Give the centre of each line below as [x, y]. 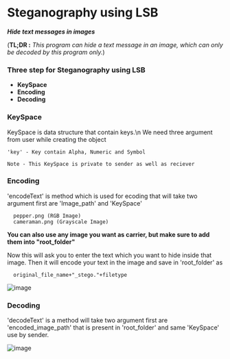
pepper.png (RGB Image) [47, 216]
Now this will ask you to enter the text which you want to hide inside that [110, 255]
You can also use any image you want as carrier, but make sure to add [108, 234]
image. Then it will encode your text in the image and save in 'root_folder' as [115, 262]
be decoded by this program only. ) [56, 52]
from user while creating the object [57, 139]
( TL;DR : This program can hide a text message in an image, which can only [115, 45]
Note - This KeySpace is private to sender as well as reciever [101, 164]
